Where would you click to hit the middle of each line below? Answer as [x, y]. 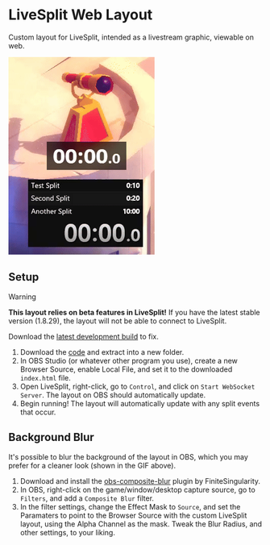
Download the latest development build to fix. [83, 336]
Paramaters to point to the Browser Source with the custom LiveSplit [133, 515]
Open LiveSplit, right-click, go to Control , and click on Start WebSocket [137, 386]
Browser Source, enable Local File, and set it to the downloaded [126, 369]
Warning [22, 297]
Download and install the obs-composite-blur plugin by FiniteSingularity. [140, 481]
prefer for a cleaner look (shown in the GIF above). [92, 465]
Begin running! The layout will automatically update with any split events [140, 403]
